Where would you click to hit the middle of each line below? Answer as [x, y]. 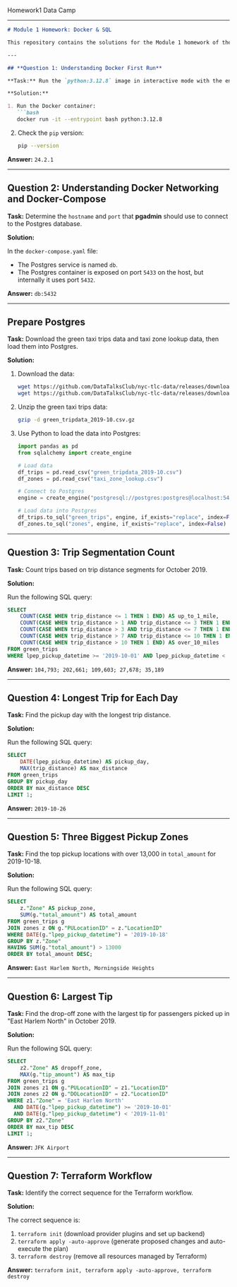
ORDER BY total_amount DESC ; [50, 954]
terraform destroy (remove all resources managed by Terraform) [112, 1257]
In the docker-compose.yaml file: [53, 251]
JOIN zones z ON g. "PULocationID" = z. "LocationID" [85, 928]
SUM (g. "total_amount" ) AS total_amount [79, 915]
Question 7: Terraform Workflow [80, 1176]
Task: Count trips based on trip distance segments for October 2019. [108, 569]
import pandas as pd [48, 446]
